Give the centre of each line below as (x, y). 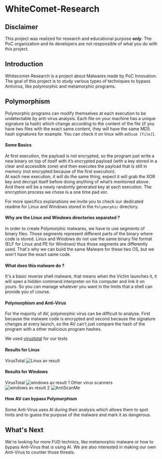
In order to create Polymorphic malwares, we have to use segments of (75, 229)
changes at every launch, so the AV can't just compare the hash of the (75, 324)
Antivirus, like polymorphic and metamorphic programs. (60, 86)
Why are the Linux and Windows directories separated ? (62, 218)
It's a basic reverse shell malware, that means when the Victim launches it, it (81, 276)
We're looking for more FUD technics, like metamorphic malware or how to (79, 441)
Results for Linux (22, 350)
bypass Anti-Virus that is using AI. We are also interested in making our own (81, 447)
